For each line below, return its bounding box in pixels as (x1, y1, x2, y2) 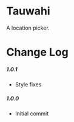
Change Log (6, 45, 69, 59)
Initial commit (15, 110, 49, 117)
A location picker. (6, 24, 50, 31)
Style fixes (15, 81, 42, 88)
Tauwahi (6, 4, 50, 18)
